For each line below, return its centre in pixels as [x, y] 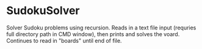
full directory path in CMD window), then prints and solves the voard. [93, 34]
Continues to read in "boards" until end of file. [64, 40]
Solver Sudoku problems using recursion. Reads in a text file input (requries [101, 28]
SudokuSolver [43, 11]
